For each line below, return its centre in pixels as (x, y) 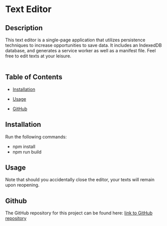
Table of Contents (34, 77)
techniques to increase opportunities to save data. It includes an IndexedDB (83, 45)
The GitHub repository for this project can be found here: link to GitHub (79, 213)
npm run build (27, 152)
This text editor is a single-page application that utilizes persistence (75, 40)
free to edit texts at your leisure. (38, 56)
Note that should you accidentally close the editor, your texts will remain (80, 180)
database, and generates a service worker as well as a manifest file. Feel (80, 51)
